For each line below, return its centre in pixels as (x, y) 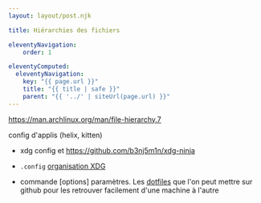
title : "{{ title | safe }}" (71, 89)
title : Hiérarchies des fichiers (64, 30)
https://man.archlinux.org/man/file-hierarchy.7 (85, 119)
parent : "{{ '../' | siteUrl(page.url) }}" (97, 96)
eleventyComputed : (39, 67)
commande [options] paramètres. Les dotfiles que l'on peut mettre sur (136, 181)
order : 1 (37, 52)
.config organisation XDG (63, 166)
